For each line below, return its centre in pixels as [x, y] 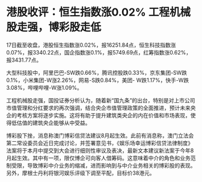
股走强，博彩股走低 [54, 27]
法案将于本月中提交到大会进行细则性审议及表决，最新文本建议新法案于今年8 [100, 150]
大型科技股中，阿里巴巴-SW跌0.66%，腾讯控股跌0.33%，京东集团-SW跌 [97, 72]
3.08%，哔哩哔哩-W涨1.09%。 [44, 87]
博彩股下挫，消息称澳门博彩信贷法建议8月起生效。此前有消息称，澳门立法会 [100, 135]
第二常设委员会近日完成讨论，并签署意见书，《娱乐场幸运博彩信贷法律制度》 [100, 143]
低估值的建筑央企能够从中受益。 [51, 123]
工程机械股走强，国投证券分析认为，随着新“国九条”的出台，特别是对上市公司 [101, 100]
